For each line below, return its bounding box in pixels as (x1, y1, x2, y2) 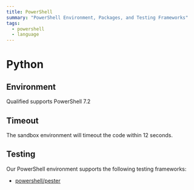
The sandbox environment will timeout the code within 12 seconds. (6, 131, 173, 138)
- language (12, 32, 39, 38)
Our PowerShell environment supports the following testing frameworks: (6, 165, 187, 172)
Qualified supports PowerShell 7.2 (6, 98, 91, 105)
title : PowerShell (6, 8, 53, 15)
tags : (6, 20, 20, 26)
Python (6, 58, 44, 72)
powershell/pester (15, 177, 61, 184)
